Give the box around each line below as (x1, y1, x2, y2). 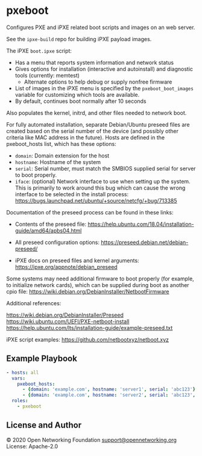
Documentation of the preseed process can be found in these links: (6, 208, 174, 216)
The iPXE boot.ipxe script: (6, 47, 72, 55)
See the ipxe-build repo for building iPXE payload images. (6, 35, 152, 42)
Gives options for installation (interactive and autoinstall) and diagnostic (14, 65, 194, 73)
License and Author (6, 420, 82, 431)
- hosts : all (6, 369, 39, 375)
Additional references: (6, 299, 62, 306)
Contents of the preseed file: (14, 220, 86, 228)
